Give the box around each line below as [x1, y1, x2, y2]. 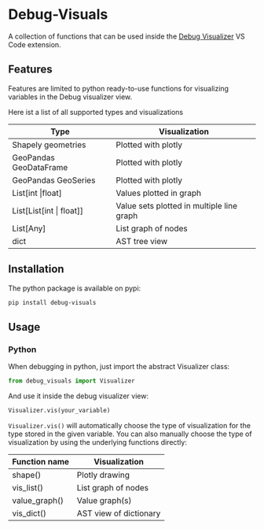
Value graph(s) [76, 494, 132, 505]
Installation [8, 262, 64, 276]
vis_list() [12, 482, 44, 493]
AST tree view [115, 235, 168, 246]
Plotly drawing [76, 469, 130, 480]
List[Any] [12, 223, 46, 234]
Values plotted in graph [115, 187, 202, 198]
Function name [12, 456, 69, 467]
